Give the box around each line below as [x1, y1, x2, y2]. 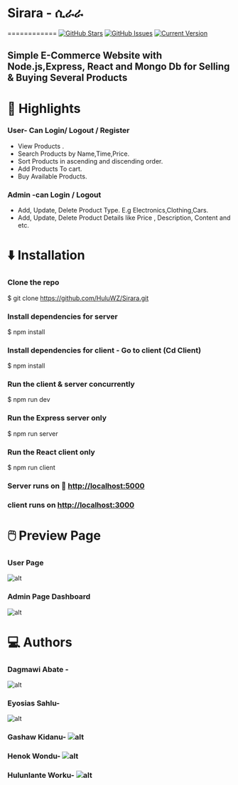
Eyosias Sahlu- [7, 698, 60, 708]
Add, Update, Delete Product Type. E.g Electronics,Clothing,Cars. [17, 206, 209, 215]
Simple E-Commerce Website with [7, 50, 162, 62]
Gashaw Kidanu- [7, 732, 66, 742]
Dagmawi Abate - [7, 664, 69, 674]
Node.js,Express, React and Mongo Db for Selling [7, 60, 230, 73]
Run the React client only [7, 447, 96, 456]
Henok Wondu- [7, 752, 61, 762]
